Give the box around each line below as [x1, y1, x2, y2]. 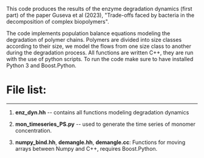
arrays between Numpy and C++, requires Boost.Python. [15, 145, 158, 152]
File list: [6, 83, 47, 97]
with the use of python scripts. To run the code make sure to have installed [6, 56, 194, 62]
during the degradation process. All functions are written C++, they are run [6, 49, 194, 56]
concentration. [15, 127, 52, 134]
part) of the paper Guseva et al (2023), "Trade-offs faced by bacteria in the [6, 12, 195, 19]
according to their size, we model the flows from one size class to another [6, 42, 191, 50]
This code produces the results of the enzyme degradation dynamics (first [6, 5, 192, 12]
